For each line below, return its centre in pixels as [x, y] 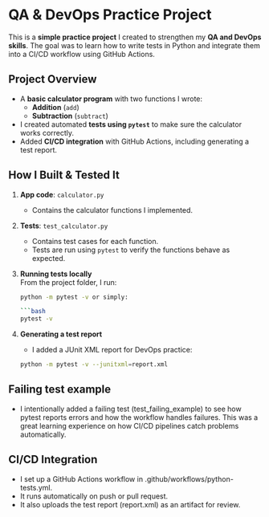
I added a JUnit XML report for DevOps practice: [112, 350]
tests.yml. [36, 487]
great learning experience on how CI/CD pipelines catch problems [129, 425]
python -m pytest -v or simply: [74, 297]
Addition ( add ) [56, 107]
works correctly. [47, 132]
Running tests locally [56, 274]
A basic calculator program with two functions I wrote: [111, 99]
